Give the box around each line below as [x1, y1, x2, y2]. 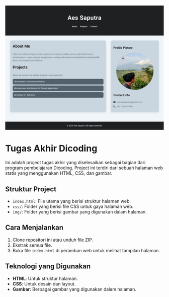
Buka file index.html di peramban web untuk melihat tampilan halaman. [12, 247, 160, 253]
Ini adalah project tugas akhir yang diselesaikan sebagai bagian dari [5, 160, 146, 166]
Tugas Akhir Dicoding [5, 143, 98, 154]
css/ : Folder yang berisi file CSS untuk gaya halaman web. [12, 203, 134, 209]
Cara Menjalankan [5, 224, 64, 232]
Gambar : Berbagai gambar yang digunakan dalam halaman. [12, 286, 137, 292]
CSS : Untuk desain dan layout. [12, 280, 76, 287]
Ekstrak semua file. [12, 242, 52, 248]
